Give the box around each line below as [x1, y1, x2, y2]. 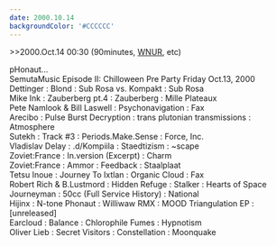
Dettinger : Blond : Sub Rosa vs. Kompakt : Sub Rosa [9, 83, 205, 94]
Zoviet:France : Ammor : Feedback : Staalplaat [9, 159, 181, 170]
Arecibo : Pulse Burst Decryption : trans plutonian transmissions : [9, 112, 251, 123]
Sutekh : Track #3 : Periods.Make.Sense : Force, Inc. [9, 131, 205, 141]
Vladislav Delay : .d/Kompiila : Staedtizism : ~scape [9, 141, 200, 151]
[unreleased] [9, 207, 57, 218]
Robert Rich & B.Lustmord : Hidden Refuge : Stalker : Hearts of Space [9, 178, 268, 189]
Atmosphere [9, 121, 56, 132]
